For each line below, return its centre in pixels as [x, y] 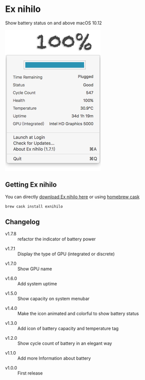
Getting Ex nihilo [31, 185]
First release [30, 373]
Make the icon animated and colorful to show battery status [78, 313]
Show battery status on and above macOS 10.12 [54, 23]
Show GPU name [35, 269]
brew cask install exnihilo [34, 206]
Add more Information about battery [54, 358]
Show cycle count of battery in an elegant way [65, 343]
